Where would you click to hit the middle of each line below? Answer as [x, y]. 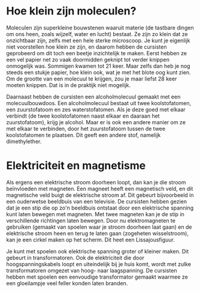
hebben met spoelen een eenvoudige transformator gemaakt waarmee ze [97, 277]
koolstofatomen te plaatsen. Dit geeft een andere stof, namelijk [84, 135]
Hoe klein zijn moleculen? [71, 11]
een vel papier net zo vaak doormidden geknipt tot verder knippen [88, 59]
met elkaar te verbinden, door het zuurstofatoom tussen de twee [86, 128]
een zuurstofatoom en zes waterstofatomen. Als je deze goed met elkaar [96, 109]
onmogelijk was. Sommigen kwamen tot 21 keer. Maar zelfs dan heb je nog [98, 66]
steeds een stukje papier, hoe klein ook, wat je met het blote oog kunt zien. [99, 72]
